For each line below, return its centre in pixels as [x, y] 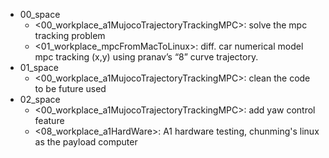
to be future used [70, 88]
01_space [39, 67]
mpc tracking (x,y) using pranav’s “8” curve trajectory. [146, 57]
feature [49, 120]
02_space [40, 99]
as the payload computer [86, 142]
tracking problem [70, 35]
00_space [40, 14]
